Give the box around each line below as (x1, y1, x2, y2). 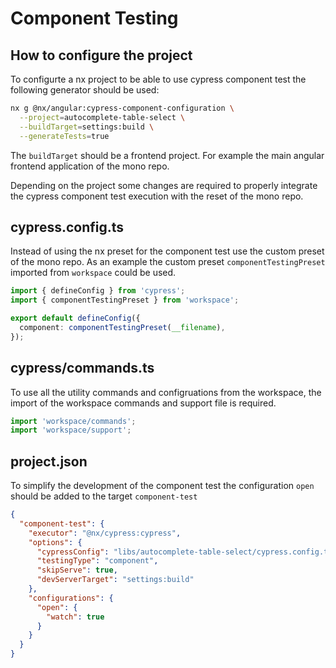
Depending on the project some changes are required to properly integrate (10, 179, 318, 191)
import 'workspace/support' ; (10, 425, 132, 436)
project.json (10, 453, 88, 470)
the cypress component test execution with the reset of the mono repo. (10, 190, 304, 202)
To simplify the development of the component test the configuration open (10, 480, 315, 492)
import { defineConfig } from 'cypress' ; (10, 286, 186, 296)
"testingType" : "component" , (36, 556, 159, 566)
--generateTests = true (19, 131, 110, 141)
